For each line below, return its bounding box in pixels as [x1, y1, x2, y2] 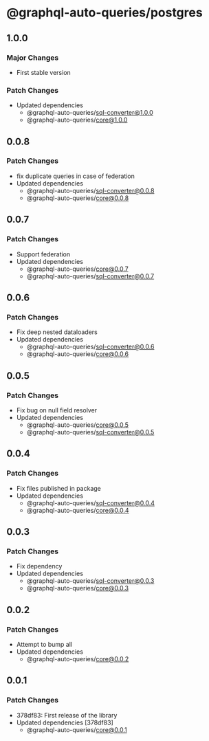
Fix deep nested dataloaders [16, 328, 98, 336]
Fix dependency [16, 562, 63, 571]
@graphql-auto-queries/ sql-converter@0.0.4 [26, 498, 155, 507]
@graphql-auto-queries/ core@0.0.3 [26, 584, 129, 593]
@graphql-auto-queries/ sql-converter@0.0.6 [26, 342, 155, 351]
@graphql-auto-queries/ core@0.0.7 [26, 265, 129, 273]
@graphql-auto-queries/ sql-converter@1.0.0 [26, 109, 154, 117]
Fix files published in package [16, 484, 101, 492]
